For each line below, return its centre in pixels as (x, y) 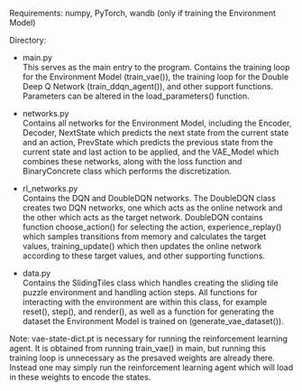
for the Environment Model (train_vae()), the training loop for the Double (156, 77)
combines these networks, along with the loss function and (132, 161)
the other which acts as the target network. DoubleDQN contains (142, 217)
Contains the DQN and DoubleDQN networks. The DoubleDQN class (149, 198)
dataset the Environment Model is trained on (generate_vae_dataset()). (153, 321)
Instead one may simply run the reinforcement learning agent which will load (151, 368)
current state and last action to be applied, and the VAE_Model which (151, 152)
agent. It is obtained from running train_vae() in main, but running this (137, 348)
